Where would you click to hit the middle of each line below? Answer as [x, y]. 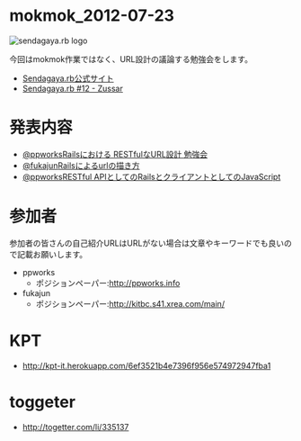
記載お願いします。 [52, 254]
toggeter [43, 402]
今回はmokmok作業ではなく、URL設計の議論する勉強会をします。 [131, 58]
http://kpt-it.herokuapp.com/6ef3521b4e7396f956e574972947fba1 [146, 365]
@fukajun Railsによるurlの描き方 [81, 165]
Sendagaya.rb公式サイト [68, 78]
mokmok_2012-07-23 [92, 16]
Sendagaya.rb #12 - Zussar [72, 88]
